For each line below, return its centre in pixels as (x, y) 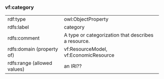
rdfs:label (18, 27)
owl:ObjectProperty (86, 20)
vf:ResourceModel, (85, 49)
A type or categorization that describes (109, 35)
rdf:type (17, 20)
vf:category (20, 7)
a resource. (77, 41)
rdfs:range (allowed (30, 63)
